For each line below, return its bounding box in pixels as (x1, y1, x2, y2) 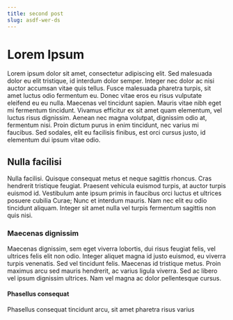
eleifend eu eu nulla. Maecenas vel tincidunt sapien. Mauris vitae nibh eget (7, 99, 221, 108)
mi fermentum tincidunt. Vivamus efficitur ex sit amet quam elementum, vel (7, 106, 223, 115)
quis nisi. (7, 211, 33, 219)
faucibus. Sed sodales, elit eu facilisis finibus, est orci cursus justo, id (7, 128, 207, 137)
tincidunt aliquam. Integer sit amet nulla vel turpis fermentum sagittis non (7, 204, 216, 212)
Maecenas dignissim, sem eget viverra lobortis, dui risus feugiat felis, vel (7, 244, 216, 253)
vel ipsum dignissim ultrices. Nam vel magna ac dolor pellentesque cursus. (7, 273, 222, 282)
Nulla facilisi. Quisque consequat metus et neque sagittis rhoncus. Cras (7, 174, 212, 183)
